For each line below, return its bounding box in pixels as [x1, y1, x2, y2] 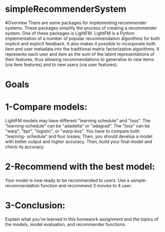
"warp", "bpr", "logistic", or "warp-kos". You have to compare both [5, 128, 140, 134]
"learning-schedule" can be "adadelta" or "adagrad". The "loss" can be [5, 123, 150, 129]
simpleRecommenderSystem [5, 3, 127, 15]
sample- [130, 177, 148, 183]
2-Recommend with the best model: [5, 161, 155, 172]
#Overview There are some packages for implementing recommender [5, 20, 147, 26]
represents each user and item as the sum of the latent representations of [5, 51, 155, 57]
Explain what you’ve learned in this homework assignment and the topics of [5, 216, 159, 222]
